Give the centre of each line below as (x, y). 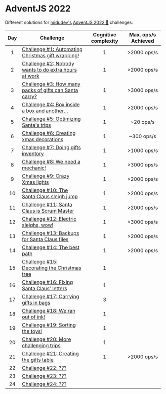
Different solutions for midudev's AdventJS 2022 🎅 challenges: (69, 22)
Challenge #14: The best (51, 247)
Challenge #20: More (46, 339)
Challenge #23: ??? (44, 376)
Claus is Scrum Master (48, 211)
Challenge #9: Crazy (46, 176)
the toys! (32, 331)
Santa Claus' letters (45, 288)
